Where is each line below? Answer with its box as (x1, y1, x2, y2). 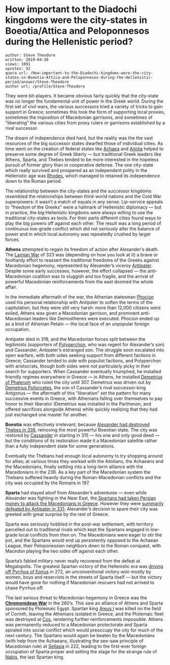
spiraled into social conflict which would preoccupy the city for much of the (5, 627, 163, 633)
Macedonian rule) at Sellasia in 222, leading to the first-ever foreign (5, 643, 147, 649)
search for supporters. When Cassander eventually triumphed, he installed (5, 368, 161, 374)
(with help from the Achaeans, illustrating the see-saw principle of (5, 638, 144, 644)
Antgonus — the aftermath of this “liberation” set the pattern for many (5, 390, 151, 396)
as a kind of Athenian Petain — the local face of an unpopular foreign (5, 321, 150, 327)
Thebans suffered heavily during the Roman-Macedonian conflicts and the (5, 474, 161, 480)
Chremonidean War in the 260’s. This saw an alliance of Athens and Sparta (5, 600, 163, 606)
